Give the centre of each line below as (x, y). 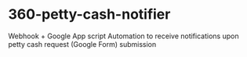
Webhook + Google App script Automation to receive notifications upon (123, 36)
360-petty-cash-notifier (89, 14)
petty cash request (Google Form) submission (82, 44)
